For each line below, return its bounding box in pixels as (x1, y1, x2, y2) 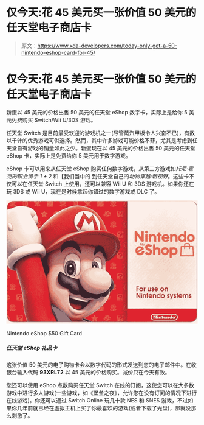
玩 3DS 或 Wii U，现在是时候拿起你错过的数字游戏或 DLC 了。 (6, 188, 160, 195)
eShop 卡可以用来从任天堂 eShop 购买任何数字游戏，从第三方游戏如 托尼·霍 (6, 165, 194, 172)
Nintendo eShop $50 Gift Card (6, 329, 83, 337)
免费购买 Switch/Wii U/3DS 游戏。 (11, 116, 97, 124)
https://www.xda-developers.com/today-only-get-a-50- (37, 42, 178, 49)
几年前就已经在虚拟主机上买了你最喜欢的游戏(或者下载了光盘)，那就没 (16, 404, 191, 412)
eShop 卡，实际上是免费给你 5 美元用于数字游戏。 (6, 152, 132, 159)
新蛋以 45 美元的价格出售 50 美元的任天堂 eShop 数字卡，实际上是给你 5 (6, 108, 188, 116)
